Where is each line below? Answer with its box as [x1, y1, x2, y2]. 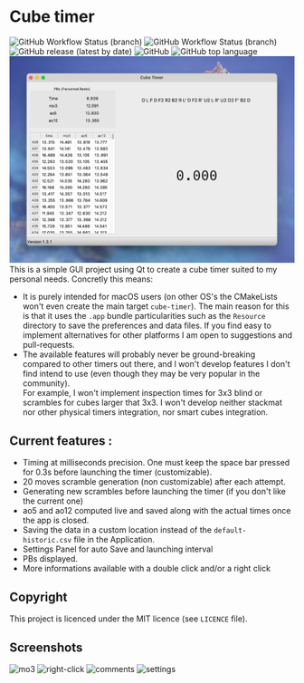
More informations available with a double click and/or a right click [22, 563, 271, 574]
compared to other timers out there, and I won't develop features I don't [22, 359, 290, 370]
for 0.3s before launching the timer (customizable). [22, 467, 213, 477]
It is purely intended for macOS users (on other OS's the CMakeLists [22, 292, 278, 303]
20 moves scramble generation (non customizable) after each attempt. [22, 476, 287, 487]
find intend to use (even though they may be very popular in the [22, 369, 261, 380]
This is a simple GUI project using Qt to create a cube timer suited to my [9, 265, 278, 275]
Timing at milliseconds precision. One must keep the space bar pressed [22, 457, 290, 468]
